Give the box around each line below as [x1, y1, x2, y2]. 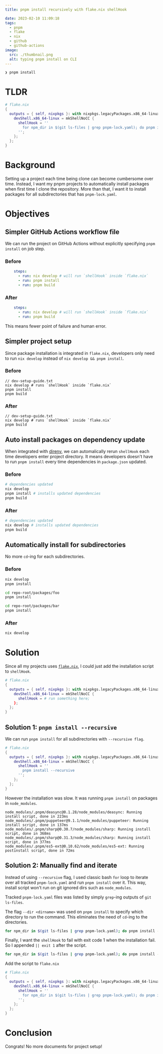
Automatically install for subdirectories [5, 541, 126, 549]
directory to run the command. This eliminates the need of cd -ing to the [5, 914, 148, 919]
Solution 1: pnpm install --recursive [5, 723, 117, 731]
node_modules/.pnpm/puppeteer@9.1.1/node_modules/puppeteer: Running [5, 818, 149, 823]
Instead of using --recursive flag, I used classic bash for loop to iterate [5, 874, 148, 880]
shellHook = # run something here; [17, 696, 90, 701]
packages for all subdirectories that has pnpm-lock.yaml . [5, 191, 117, 197]
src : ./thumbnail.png [9, 52, 53, 57]
